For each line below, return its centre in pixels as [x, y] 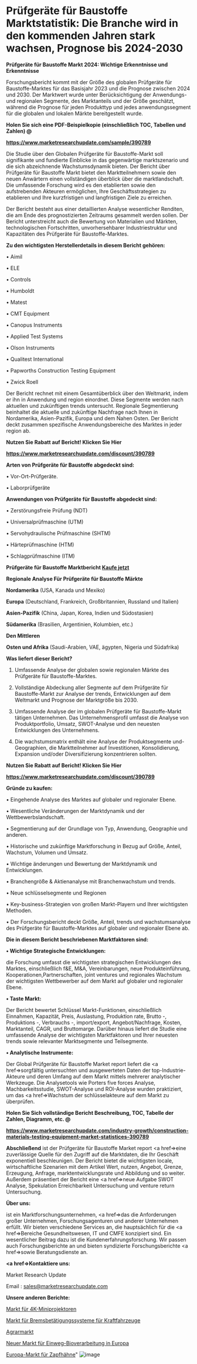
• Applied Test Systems [35, 336]
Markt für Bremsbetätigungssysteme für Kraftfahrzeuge [73, 1320]
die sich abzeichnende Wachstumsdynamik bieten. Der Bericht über [88, 166]
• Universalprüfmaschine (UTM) [45, 522]
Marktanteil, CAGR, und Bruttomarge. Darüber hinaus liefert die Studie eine [96, 1028]
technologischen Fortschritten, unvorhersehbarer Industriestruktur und [91, 227]
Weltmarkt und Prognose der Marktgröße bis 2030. [76, 700]
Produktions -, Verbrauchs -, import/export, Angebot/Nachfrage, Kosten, [94, 1022]
